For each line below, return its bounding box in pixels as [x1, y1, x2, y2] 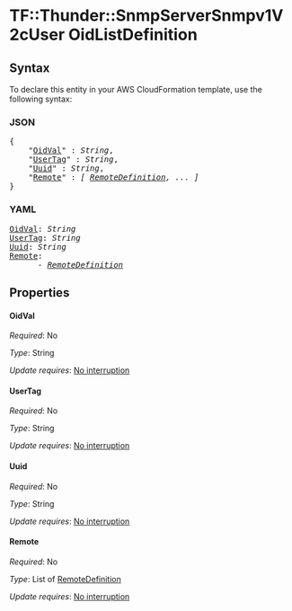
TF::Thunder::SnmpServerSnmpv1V [9, 5, 284, 26]
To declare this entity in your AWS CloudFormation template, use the [9, 84, 262, 94]
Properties [9, 285, 70, 300]
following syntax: [9, 93, 73, 104]
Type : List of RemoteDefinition [9, 573, 121, 584]
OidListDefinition [68, 24, 198, 45]
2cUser [9, 24, 66, 45]
